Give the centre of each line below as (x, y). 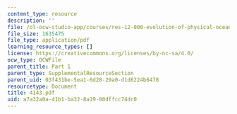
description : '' (31, 21)
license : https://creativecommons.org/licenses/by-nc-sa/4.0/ (101, 54)
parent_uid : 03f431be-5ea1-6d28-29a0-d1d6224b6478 (83, 80)
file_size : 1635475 (36, 34)
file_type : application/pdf (49, 40)
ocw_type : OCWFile (34, 60)
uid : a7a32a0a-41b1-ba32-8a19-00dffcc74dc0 (72, 100)
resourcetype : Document (42, 86)
